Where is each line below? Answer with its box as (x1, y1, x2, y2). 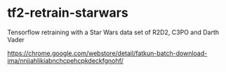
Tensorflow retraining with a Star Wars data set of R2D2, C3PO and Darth (7, 28, 220, 36)
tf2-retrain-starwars (7, 5, 128, 21)
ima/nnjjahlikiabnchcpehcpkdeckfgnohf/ (7, 56, 124, 64)
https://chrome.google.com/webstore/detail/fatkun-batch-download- (7, 49, 208, 57)
